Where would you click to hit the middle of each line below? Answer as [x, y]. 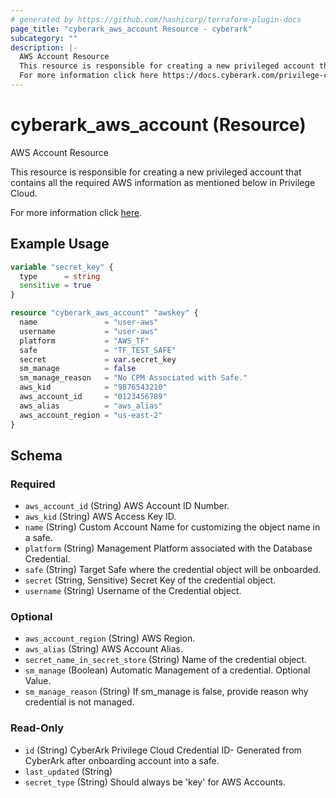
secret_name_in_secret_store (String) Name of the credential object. [166, 660]
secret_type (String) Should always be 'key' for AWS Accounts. [155, 782]
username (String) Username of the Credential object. [133, 591]
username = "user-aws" [89, 331]
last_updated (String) [68, 771]
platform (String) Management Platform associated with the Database [168, 548]
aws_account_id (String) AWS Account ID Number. [127, 506]
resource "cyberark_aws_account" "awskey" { [104, 313]
